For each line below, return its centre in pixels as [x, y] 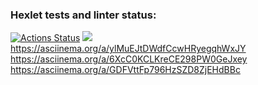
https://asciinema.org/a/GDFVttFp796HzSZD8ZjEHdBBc [125, 70]
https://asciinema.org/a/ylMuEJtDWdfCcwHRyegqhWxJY [128, 49]
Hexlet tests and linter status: [83, 15]
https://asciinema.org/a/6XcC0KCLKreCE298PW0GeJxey [129, 59]
